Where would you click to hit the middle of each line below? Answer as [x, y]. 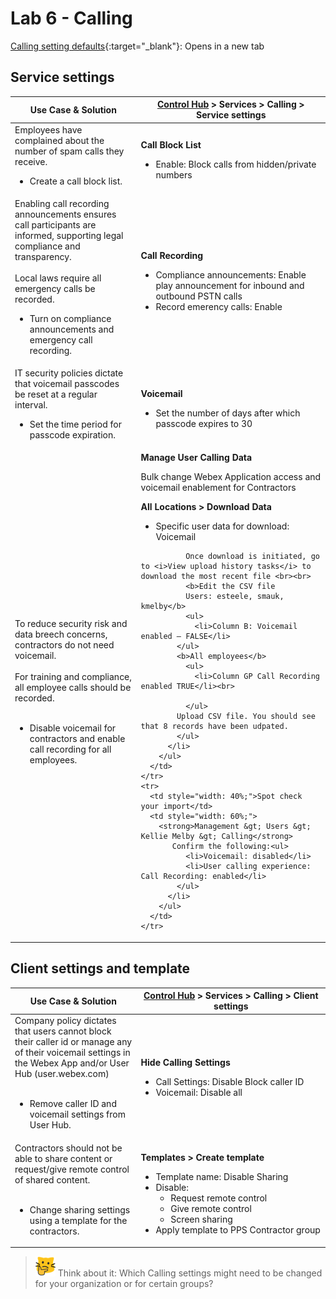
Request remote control [219, 1198]
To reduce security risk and [71, 623]
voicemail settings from [77, 1114]
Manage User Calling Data [196, 458]
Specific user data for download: [222, 526]
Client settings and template [100, 968]
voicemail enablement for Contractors [218, 488]
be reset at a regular [56, 394]
